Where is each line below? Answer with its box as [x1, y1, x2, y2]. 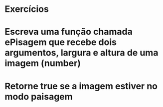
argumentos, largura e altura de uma [4, 47, 159, 58]
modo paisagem [4, 91, 73, 102]
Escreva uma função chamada [4, 26, 133, 38]
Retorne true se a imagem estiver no [4, 80, 158, 92]
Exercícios [4, 3, 49, 15]
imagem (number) [4, 58, 81, 69]
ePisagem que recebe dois [4, 37, 117, 48]
